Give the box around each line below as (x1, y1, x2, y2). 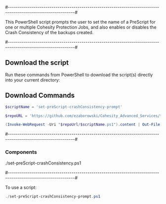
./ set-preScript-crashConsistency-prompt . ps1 (5, 194, 100, 199)
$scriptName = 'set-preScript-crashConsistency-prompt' (5, 104, 123, 109)
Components (5, 149, 37, 156)
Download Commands (5, 91, 75, 100)
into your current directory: (5, 77, 60, 83)
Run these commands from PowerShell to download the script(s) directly (5, 72, 153, 78)
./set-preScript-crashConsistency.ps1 (5, 160, 82, 166)
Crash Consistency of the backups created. (5, 30, 94, 35)
